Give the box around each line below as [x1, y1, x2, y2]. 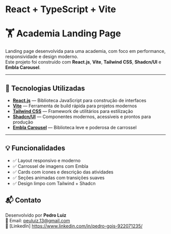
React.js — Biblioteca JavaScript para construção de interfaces [12, 97, 147, 103]
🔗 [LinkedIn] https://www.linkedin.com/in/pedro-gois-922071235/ [5, 223, 143, 229]
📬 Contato [5, 196, 42, 204]
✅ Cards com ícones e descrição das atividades [12, 169, 113, 175]
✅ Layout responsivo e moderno [12, 157, 81, 163]
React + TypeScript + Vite [5, 4, 116, 15]
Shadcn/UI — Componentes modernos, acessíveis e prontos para [12, 113, 151, 120]
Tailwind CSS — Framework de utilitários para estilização [12, 108, 133, 114]
